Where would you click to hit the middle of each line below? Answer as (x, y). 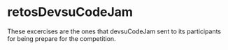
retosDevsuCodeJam (70, 12)
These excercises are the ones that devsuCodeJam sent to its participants (114, 31)
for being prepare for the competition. (62, 38)
